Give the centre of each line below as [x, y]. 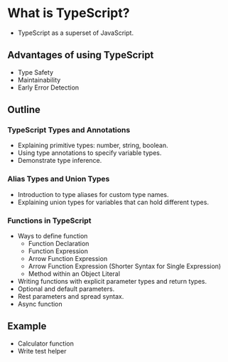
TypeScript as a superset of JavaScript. [75, 33]
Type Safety [35, 72]
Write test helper [42, 351]
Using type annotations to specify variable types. [89, 153]
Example [27, 326]
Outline [24, 110]
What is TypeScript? [69, 13]
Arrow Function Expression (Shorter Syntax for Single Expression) [125, 266]
